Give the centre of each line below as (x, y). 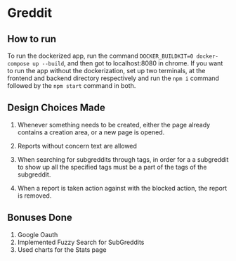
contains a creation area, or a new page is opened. (91, 132)
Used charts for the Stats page (62, 249)
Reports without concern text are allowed (77, 146)
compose (19, 64)
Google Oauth (38, 234)
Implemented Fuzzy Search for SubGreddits (81, 242)
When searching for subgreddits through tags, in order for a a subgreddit (123, 159)
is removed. (34, 196)
